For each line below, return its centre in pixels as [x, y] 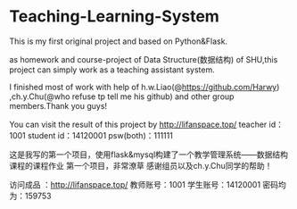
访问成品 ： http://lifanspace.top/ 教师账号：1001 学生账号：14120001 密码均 [148, 184]
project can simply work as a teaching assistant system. [112, 70]
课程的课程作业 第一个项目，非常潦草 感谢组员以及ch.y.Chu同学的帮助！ [141, 165]
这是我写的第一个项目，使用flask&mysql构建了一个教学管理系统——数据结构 [148, 155]
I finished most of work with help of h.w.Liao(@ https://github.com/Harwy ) [144, 87]
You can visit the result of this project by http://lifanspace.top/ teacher [138, 124]
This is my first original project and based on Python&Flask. [119, 41]
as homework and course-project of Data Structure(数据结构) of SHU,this [144, 59]
